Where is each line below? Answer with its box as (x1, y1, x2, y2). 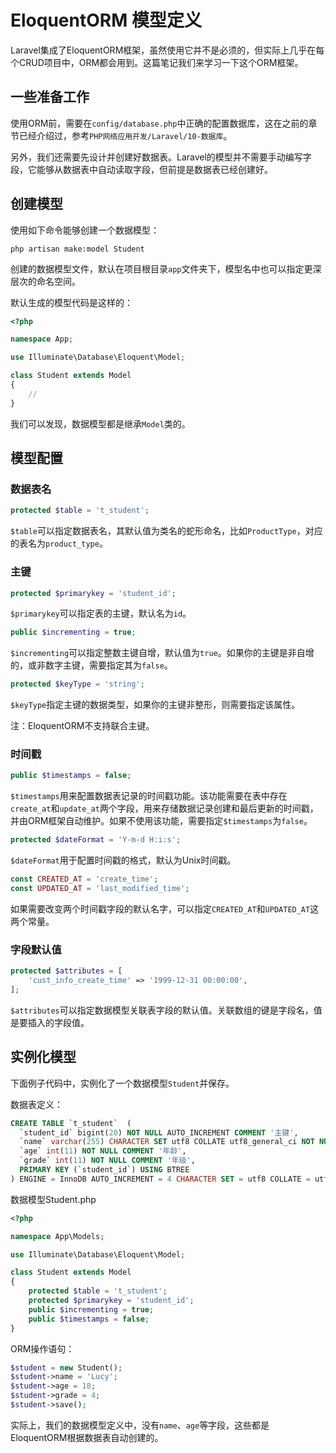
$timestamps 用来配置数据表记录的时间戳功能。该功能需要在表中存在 (10, 790, 288, 802)
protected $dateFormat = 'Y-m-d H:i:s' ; (10, 835, 182, 845)
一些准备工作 (10, 89, 90, 106)
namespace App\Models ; (10, 1231, 105, 1241)
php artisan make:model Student (10, 244, 145, 254)
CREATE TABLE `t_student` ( (10, 1118, 132, 1128)
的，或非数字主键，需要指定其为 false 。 (10, 659, 173, 671)
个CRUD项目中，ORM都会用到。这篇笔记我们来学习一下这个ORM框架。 (10, 56, 304, 68)
